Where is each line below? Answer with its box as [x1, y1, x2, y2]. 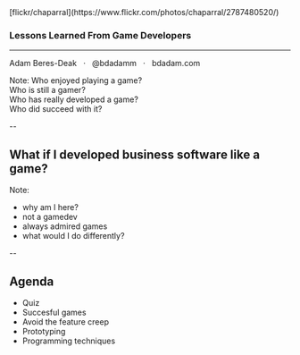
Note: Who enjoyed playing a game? [9, 75, 143, 86]
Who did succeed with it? [9, 104, 103, 114]
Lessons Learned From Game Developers [9, 29, 192, 41]
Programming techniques [21, 335, 116, 346]
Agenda [9, 274, 54, 289]
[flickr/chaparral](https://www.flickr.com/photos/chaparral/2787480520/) [9, 7, 279, 17]
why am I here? [21, 202, 79, 213]
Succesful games [21, 307, 87, 317]
